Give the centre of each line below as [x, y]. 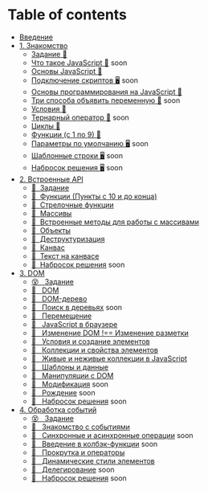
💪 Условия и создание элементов [90, 341]
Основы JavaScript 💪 [67, 71]
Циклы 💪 [46, 125]
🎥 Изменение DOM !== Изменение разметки [110, 333]
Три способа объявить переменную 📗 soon [106, 100]
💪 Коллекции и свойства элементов [94, 350]
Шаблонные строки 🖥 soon [77, 155]
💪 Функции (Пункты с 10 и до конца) [94, 196]
